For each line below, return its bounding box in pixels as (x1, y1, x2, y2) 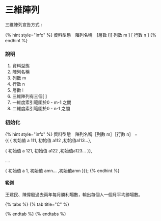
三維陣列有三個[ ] (12, 94, 47, 99)
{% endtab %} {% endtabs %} (5, 211, 66, 217)
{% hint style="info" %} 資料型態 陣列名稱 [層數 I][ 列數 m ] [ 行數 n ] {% (5, 32, 157, 38)
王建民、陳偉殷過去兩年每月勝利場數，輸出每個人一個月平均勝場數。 (5, 192, 143, 197)
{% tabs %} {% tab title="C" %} (5, 201, 70, 207)
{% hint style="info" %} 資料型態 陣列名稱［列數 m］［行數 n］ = (5, 131, 137, 137)
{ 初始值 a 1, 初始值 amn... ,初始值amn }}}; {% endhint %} (5, 168, 120, 173)
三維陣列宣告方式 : (5, 22, 42, 27)
